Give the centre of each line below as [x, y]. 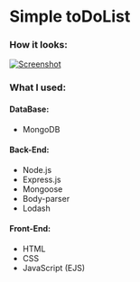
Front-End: [30, 229]
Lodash [37, 208]
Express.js [42, 179]
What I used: [37, 87]
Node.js [37, 169]
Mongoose [42, 189]
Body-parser [46, 198]
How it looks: [38, 45]
